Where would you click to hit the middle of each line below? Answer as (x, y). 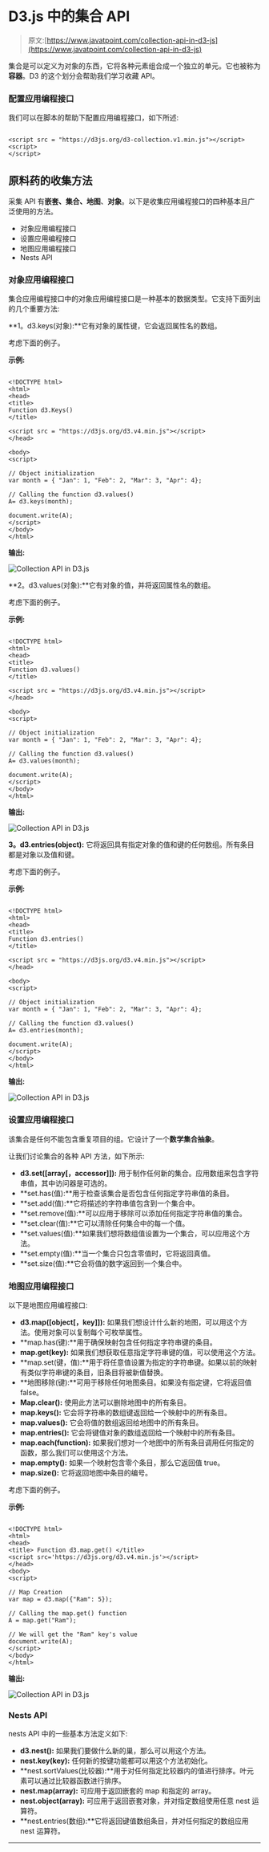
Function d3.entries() (46, 939)
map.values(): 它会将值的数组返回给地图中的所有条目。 (111, 1423)
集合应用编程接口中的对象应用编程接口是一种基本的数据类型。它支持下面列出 (134, 299)
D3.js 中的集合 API (69, 16)
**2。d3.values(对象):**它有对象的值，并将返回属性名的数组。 (112, 585)
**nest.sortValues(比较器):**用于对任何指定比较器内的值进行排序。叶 (133, 1771)
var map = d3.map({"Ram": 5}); (60, 1599)
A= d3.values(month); (44, 761)
